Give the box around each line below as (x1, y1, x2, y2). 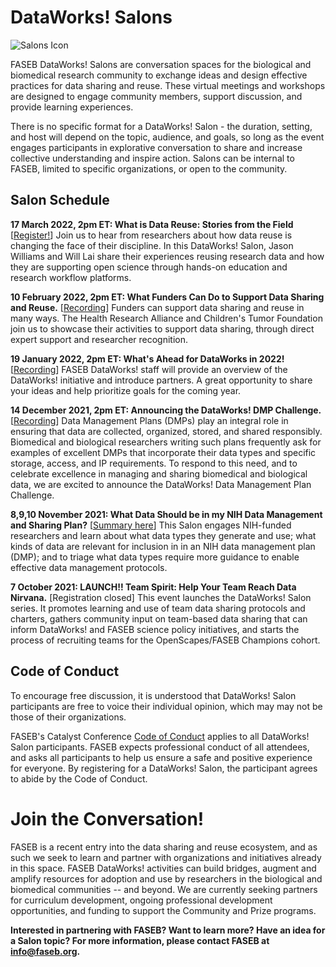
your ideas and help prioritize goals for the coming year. (10, 384, 242, 396)
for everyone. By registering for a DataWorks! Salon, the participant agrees (10, 762, 318, 774)
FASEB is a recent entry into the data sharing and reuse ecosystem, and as (10, 841, 318, 853)
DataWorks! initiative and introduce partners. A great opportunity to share (10, 374, 313, 386)
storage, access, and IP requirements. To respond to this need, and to (10, 457, 298, 469)
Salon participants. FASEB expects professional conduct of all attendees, (10, 741, 310, 753)
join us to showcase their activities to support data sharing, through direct (10, 322, 315, 335)
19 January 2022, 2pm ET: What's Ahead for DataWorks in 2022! (10, 352, 285, 365)
